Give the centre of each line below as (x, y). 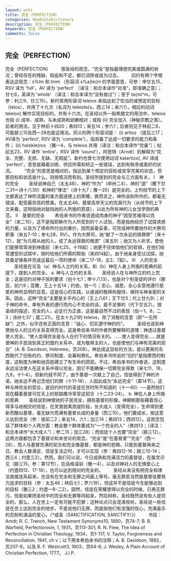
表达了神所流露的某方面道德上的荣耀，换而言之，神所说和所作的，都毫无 (90, 196)
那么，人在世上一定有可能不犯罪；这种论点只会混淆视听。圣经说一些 (90, 502)
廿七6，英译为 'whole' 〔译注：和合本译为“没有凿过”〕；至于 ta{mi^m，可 (81, 94)
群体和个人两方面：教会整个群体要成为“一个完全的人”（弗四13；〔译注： (89, 425)
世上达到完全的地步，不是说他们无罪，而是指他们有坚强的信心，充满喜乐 (90, 508)
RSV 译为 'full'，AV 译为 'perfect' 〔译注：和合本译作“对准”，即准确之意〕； (83, 88)
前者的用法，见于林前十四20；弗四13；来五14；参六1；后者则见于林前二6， (84, 126)
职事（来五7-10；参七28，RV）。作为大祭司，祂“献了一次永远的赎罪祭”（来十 (85, 234)
